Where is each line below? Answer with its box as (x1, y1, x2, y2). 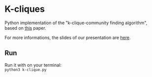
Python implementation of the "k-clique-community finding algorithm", (4, 20, 148, 26)
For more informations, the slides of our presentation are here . (4, 35, 131, 40)
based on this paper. (4, 25, 46, 31)
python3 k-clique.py (4, 67, 47, 72)
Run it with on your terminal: (4, 62, 62, 68)
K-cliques (4, 3, 45, 15)
